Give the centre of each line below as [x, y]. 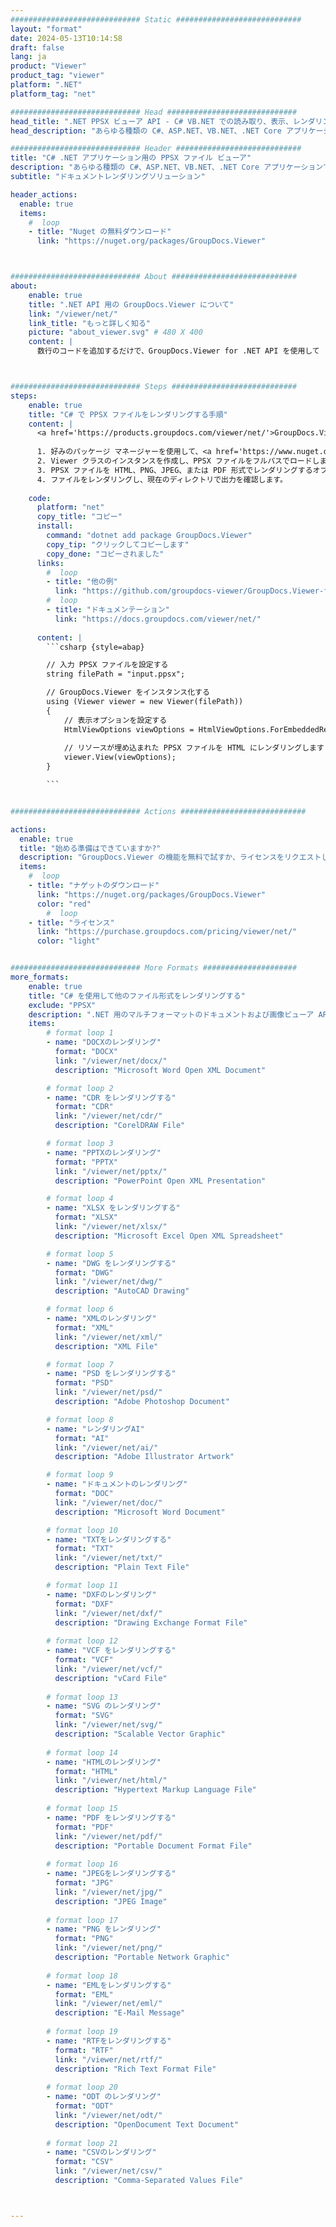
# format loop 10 [82, 1530]
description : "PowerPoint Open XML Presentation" [160, 1181]
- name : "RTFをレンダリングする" [109, 2041]
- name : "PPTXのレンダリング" [104, 1152]
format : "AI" [82, 1438]
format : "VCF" [84, 1660]
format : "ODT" [84, 2106]
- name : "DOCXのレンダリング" [104, 1042]
